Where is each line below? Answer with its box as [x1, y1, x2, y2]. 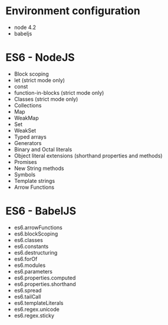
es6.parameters [14, 268, 52, 275]
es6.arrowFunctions [14, 224, 62, 231]
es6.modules [14, 262, 46, 269]
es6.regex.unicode [14, 305, 60, 313]
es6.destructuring [14, 249, 58, 256]
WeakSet [14, 127, 37, 134]
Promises [14, 158, 37, 165]
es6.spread [14, 287, 42, 294]
